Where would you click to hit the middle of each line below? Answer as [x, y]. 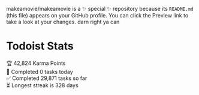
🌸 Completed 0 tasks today [40, 72]
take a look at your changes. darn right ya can [63, 22]
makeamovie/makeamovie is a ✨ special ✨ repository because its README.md [100, 9]
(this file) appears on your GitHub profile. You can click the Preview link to [97, 15]
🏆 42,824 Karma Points [36, 63]
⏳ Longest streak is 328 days [43, 85]
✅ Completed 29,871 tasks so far [47, 78]
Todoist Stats [40, 46]
